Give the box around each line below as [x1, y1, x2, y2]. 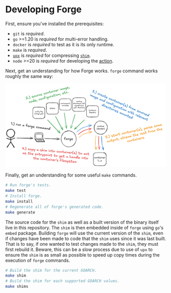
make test [5, 188, 27, 193]
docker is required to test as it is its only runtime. [12, 41, 114, 47]
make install [5, 199, 33, 204]
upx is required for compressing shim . [12, 52, 91, 58]
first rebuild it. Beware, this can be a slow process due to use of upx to [5, 246, 153, 252]
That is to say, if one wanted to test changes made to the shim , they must [5, 241, 159, 247]
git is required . [12, 30, 45, 36]
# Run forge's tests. [5, 183, 52, 188]
